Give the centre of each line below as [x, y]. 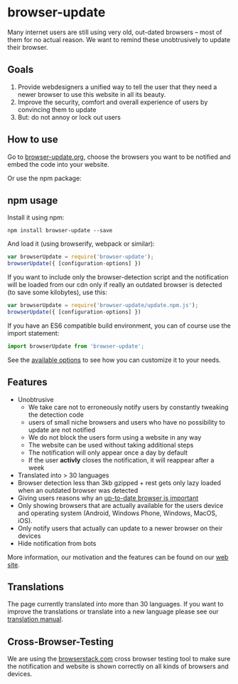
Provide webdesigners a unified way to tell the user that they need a [117, 87]
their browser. [28, 47]
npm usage [33, 200]
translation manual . [36, 619]
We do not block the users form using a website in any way [115, 437]
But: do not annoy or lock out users [69, 117]
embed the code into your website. [58, 164]
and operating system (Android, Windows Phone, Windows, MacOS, [118, 513]
